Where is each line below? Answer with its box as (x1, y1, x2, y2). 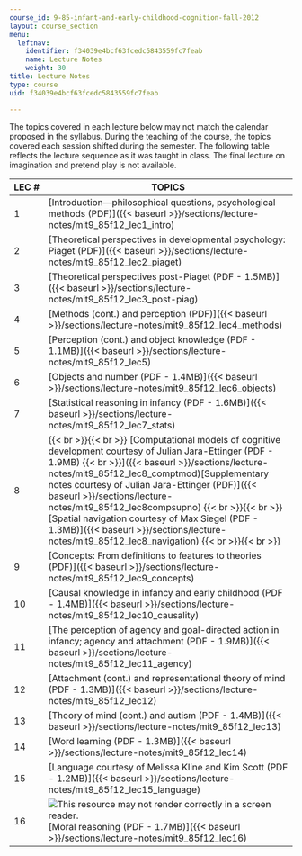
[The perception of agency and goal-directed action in (48, 623, 280, 635)
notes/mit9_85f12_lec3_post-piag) (48, 293, 199, 305)
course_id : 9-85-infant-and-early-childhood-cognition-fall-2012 (9, 13, 259, 23)
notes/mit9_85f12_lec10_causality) (48, 608, 200, 621)
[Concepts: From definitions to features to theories (48, 549, 262, 562)
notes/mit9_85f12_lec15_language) (48, 783, 200, 796)
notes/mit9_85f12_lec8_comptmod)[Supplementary (48, 467, 270, 480)
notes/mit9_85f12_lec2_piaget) (48, 256, 182, 268)
